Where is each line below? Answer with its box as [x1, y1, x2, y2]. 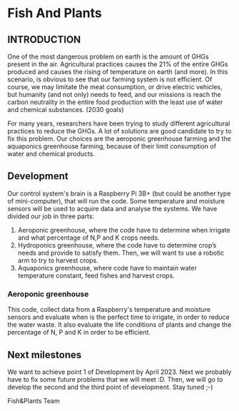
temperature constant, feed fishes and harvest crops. [17, 271, 175, 280]
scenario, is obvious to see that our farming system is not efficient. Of [7, 75, 213, 83]
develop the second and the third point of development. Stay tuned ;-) [7, 382, 213, 391]
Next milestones [7, 348, 82, 361]
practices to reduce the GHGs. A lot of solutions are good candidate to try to [7, 127, 232, 135]
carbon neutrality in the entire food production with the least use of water [7, 98, 223, 106]
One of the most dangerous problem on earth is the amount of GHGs [7, 52, 209, 61]
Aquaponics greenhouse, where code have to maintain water [17, 263, 198, 272]
